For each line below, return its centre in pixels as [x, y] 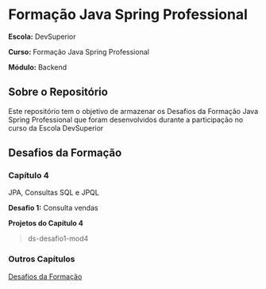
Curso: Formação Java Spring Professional [79, 51]
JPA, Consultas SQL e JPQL [54, 192]
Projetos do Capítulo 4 [46, 223]
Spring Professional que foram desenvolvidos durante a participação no [126, 120]
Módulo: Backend [38, 67]
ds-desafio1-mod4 [58, 238]
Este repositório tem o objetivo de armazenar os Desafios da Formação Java [133, 111]
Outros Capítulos [42, 259]
